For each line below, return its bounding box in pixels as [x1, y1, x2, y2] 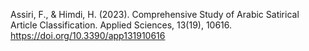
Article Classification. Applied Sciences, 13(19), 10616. [10, 19, 233, 31]
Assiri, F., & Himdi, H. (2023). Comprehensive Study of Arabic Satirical [10, 9, 300, 20]
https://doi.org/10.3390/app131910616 [10, 30, 166, 41]
